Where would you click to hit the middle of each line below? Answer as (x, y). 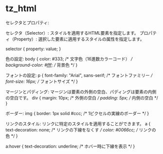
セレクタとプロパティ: (27, 22)
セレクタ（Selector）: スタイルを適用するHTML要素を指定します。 (72, 33)
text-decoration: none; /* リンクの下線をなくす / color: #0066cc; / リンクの (81, 130)
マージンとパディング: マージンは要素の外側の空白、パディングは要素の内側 (81, 92)
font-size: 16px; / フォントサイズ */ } (42, 81)
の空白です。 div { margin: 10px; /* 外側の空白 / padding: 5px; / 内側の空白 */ (82, 97)
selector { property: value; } (33, 49)
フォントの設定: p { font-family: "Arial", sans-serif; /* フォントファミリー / (79, 75)
